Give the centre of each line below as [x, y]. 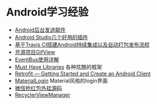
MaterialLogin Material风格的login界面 [61, 80]
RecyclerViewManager [42, 94]
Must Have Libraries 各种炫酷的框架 [58, 67]
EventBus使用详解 [37, 59]
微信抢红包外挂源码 [38, 88]
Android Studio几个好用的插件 [51, 37]
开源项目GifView [35, 52]
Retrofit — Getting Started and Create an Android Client [83, 73]
